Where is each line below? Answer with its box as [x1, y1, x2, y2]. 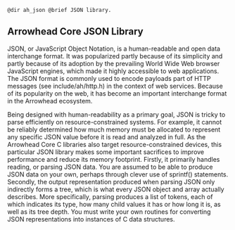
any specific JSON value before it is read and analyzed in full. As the [7, 132, 206, 141]
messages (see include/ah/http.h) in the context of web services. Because [7, 82, 223, 90]
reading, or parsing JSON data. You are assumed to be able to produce [7, 162, 213, 171]
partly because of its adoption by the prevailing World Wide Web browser [7, 59, 220, 68]
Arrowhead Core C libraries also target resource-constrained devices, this [7, 140, 222, 148]
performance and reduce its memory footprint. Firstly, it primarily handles [7, 155, 220, 163]
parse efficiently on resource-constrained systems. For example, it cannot [7, 117, 222, 126]
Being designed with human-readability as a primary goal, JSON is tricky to [7, 110, 226, 119]
